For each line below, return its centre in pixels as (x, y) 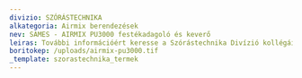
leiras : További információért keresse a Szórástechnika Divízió (134, 43)
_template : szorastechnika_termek (74, 59)
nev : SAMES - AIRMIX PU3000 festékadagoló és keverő (110, 34)
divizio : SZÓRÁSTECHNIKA (56, 17)
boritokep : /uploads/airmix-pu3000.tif (84, 51)
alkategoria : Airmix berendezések (74, 26)
